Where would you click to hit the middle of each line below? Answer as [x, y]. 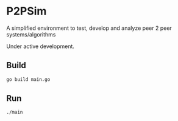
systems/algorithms [31, 34]
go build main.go [28, 79]
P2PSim [27, 11]
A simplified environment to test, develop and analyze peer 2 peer [89, 28]
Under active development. [41, 46]
